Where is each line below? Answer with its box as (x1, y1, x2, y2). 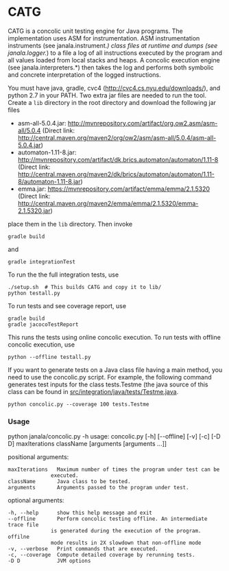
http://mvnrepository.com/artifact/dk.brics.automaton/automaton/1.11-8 (17, 155, 219, 163)
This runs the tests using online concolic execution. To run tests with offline (8, 333, 221, 341)
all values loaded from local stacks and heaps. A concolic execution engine (8, 56, 220, 64)
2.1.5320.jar (17, 207, 51, 215)
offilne (8, 533, 30, 541)
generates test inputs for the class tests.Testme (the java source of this (8, 380, 208, 388)
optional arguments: (8, 496, 64, 504)
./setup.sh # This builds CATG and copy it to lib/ (8, 283, 162, 290)
